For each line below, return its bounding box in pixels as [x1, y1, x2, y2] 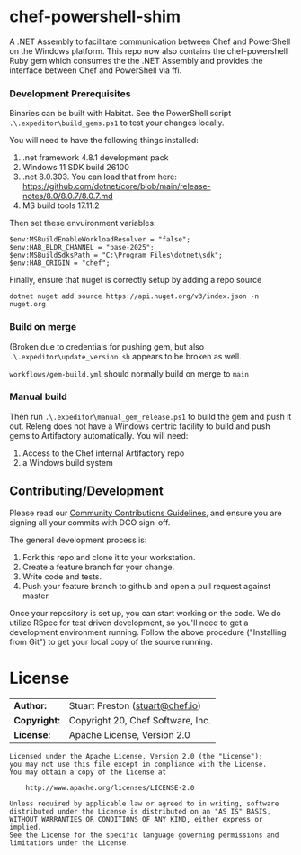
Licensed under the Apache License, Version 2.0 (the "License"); [9, 751, 263, 760]
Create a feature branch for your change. [22, 561, 175, 572]
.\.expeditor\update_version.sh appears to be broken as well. [9, 350, 243, 361]
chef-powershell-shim [9, 6, 181, 27]
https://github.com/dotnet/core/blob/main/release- [22, 181, 211, 192]
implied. [9, 823, 42, 832]
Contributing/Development [9, 484, 164, 499]
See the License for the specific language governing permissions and [9, 831, 279, 840]
